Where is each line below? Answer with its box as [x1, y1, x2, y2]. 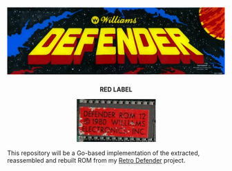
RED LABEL [99, 85, 133, 93]
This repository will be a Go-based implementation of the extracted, [7, 149, 200, 157]
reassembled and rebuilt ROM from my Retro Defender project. [7, 156, 186, 165]
